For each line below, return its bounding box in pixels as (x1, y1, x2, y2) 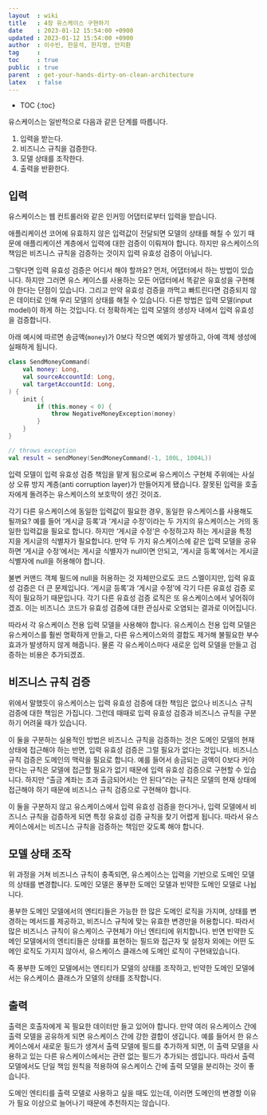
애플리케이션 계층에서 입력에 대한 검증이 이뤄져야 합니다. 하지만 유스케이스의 (22, 238, 260, 248)
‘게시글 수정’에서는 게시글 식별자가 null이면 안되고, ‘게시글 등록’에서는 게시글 (22, 546, 259, 556)
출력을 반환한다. (19, 163, 69, 173)
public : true (8, 64, 59, 72)
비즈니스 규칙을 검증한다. (19, 143, 97, 153)
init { (22, 395, 45, 403)
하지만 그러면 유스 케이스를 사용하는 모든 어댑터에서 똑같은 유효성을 (25, 276, 234, 285)
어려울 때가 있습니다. (22, 718, 88, 728)
